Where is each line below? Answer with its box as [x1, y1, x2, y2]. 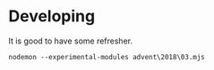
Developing [8, 6, 96, 27]
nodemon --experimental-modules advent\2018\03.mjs [8, 52, 205, 61]
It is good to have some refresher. [8, 35, 133, 46]
